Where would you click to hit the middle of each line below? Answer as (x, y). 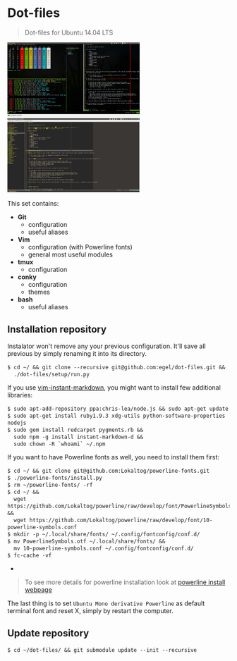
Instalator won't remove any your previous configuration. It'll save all (107, 346)
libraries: (20, 395)
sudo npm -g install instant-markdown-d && (78, 437)
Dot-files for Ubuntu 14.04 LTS (69, 32)
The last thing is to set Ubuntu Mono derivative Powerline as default (106, 603)
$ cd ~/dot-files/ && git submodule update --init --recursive (102, 650)
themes (39, 292)
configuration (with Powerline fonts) (80, 247)
